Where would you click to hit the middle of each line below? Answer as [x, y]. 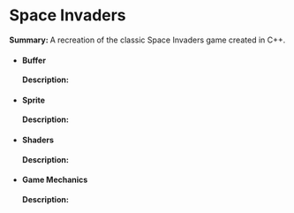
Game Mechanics [55, 180]
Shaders [38, 140]
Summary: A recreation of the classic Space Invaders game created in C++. [147, 40]
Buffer [34, 60]
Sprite [34, 100]
